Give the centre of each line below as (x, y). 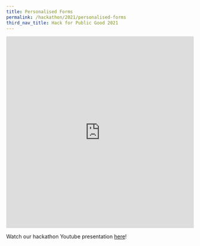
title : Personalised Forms (40, 12)
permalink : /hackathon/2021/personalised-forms (66, 17)
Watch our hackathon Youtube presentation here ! (66, 236)
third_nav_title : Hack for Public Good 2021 (62, 23)
